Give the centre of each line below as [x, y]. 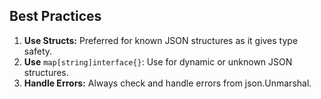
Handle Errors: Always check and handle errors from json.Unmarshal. [167, 83]
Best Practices [55, 16]
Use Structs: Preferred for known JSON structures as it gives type [161, 40]
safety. [38, 51]
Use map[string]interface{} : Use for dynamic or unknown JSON [158, 61]
